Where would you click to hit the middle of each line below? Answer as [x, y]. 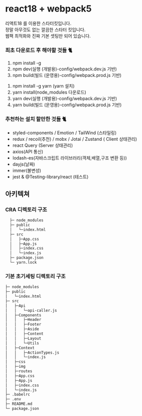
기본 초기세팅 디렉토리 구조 [36, 276]
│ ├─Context [20, 348]
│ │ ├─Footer [23, 324]
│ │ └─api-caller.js [31, 310]
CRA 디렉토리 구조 [26, 209]
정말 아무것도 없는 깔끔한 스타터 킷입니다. [45, 29]
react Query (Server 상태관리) [43, 145]
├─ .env [13, 399]
